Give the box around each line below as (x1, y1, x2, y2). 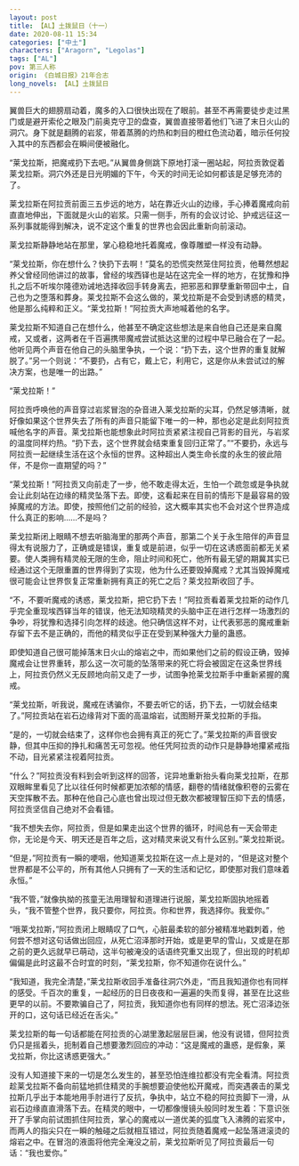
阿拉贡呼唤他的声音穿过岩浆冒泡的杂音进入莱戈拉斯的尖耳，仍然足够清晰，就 (9, 404, 290, 415)
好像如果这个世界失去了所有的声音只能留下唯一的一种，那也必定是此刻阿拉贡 (9, 415, 290, 425)
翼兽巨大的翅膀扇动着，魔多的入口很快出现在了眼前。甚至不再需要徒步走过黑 (9, 104, 290, 116)
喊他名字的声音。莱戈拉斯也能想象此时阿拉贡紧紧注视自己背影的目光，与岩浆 (9, 426, 290, 437)
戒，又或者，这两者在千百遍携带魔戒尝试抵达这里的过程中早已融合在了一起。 (9, 333, 290, 344)
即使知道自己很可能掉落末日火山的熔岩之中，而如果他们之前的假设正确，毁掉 (9, 646, 290, 657)
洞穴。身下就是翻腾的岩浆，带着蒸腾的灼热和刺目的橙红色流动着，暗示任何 (9, 126, 282, 138)
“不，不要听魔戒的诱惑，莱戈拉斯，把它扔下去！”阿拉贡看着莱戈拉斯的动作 (9, 594, 282, 605)
